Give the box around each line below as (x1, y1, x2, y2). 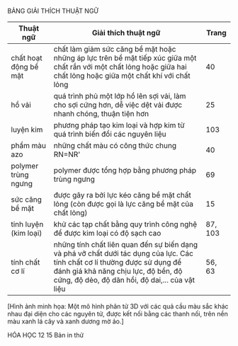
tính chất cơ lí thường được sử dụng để (53, 258, 182, 267)
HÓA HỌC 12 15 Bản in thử (7, 331, 84, 339)
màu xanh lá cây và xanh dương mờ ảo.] (7, 317, 124, 325)
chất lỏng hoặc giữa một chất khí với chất (53, 71, 191, 81)
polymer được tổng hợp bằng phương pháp (53, 166, 197, 175)
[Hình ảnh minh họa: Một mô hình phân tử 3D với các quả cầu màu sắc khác (7, 302, 229, 311)
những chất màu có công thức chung (53, 141, 177, 150)
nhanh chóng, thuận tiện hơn (53, 109, 149, 118)
